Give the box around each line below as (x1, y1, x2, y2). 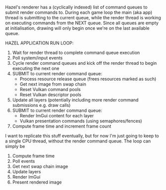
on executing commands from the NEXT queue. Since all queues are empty (5, 20, 159, 26)
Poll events (12, 158, 35, 164)
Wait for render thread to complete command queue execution (12, 49, 140, 55)
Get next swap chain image (12, 163, 68, 169)
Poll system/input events (12, 55, 63, 61)
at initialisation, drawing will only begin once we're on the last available (5, 25, 150, 31)
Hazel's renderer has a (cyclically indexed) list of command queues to (5, 4, 148, 10)
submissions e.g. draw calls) (12, 102, 71, 108)
